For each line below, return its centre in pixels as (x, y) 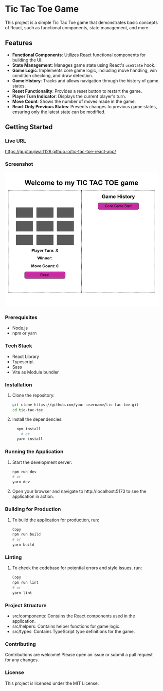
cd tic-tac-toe (27, 410)
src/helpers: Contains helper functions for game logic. (66, 626)
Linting (13, 557)
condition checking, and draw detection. (53, 75)
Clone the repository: (33, 395)
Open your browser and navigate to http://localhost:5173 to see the (79, 492)
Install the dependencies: (37, 419)
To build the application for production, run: (56, 520)
